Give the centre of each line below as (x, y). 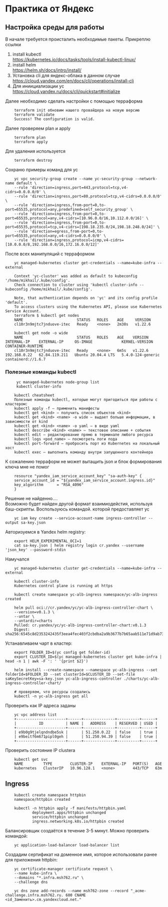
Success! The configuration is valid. (54, 119)
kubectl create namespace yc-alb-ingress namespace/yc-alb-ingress (86, 595)
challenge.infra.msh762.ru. (34, 895)
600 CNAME (76, 895)
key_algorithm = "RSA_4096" (49, 485)
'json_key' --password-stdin (35, 550)
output (12, 523)
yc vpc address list (35, 715)
